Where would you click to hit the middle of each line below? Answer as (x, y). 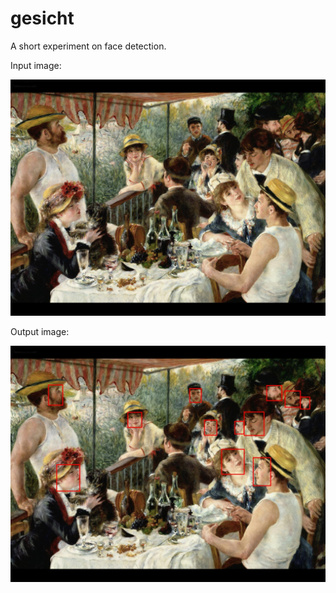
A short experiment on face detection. (88, 46)
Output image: (40, 331)
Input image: (36, 65)
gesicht (42, 18)
